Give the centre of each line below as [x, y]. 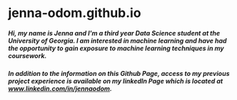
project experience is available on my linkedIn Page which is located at [116, 81]
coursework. [27, 55]
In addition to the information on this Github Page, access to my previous [119, 74]
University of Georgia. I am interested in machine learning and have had [117, 40]
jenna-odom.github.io [75, 13]
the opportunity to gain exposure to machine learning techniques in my [116, 48]
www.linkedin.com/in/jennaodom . [60, 89]
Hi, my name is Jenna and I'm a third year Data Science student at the [114, 33]
